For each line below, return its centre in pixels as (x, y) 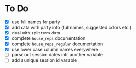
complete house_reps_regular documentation (57, 44)
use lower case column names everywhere (55, 50)
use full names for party (36, 22)
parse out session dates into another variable (57, 55)
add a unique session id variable (44, 60)
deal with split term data (36, 33)
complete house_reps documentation (48, 38)
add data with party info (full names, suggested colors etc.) (71, 27)
